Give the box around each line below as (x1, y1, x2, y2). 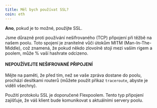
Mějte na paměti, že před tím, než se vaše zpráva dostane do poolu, (5, 72, 142, 78)
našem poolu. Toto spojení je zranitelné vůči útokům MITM (5, 40, 123, 45)
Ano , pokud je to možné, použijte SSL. (5, 25, 83, 31)
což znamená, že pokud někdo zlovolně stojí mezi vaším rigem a (22, 45, 153, 51)
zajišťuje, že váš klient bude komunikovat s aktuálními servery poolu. (5, 97, 143, 103)
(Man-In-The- (124, 40, 152, 45)
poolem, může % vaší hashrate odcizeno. (5, 50, 89, 56)
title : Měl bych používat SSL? (5, 7, 69, 12)
